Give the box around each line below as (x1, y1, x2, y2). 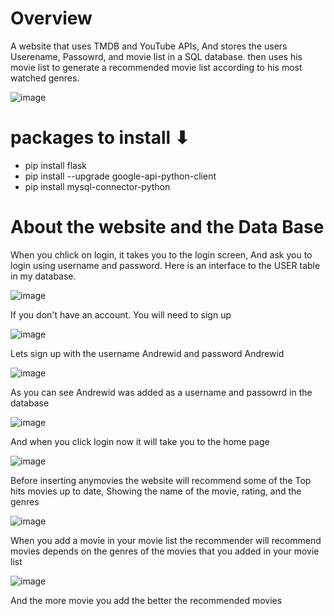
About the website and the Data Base (10, 216, 325, 239)
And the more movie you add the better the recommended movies (10, 594, 283, 606)
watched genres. (10, 72, 80, 84)
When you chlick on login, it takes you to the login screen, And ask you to (10, 248, 313, 261)
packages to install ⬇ (10, 127, 190, 149)
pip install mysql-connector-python (24, 180, 171, 192)
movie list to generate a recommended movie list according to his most (10, 61, 303, 73)
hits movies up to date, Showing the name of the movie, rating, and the (10, 485, 302, 497)
